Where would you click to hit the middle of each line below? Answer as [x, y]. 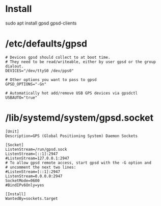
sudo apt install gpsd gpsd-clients [41, 23]
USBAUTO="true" [21, 98]
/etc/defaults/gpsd [46, 44]
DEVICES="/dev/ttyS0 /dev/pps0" [39, 71]
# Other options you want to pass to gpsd [51, 80]
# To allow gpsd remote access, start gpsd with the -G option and [78, 163]
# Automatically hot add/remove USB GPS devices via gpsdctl [72, 93]
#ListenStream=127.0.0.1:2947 [37, 158]
